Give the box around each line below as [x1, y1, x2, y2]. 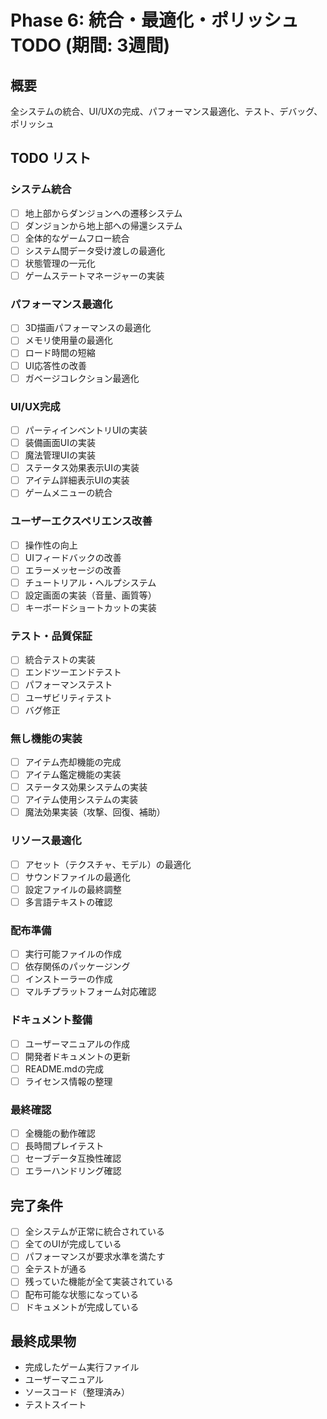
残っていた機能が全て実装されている [24, 1276, 174, 1288]
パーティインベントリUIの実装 [24, 424, 148, 436]
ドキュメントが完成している [24, 1301, 140, 1313]
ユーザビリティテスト [24, 691, 113, 703]
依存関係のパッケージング [24, 961, 131, 973]
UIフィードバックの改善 [24, 551, 122, 563]
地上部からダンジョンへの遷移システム [24, 207, 183, 219]
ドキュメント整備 [10, 1013, 93, 1027]
